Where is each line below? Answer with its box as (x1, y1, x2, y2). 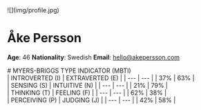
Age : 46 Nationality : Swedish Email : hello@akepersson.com (7, 53, 180, 61)
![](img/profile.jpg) (7, 6, 60, 14)
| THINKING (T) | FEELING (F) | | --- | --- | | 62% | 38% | (7, 89, 167, 97)
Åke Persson (7, 30, 82, 46)
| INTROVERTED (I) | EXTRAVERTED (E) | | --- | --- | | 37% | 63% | (7, 73, 195, 82)
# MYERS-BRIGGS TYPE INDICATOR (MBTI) (7, 66, 131, 75)
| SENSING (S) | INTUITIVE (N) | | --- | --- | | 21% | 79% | (7, 81, 168, 89)
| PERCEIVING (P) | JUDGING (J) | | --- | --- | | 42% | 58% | (7, 95, 176, 104)
